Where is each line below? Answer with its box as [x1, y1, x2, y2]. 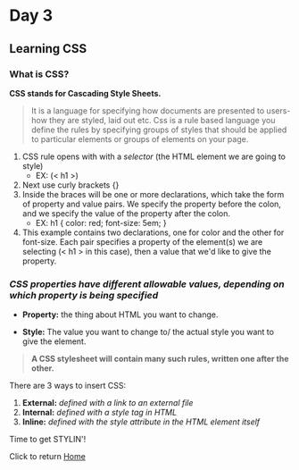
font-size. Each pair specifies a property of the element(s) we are [21, 236, 263, 247]
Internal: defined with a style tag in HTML [21, 407, 177, 418]
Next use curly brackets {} [21, 180, 120, 190]
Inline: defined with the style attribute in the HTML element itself [21, 416, 261, 427]
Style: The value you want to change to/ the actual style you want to [21, 327, 275, 338]
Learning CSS [9, 41, 87, 56]
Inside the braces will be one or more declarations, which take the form [21, 189, 285, 199]
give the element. [21, 336, 87, 347]
